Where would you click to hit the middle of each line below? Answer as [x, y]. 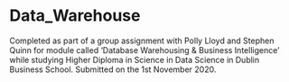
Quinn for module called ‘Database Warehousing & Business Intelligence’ [144, 50]
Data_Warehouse [75, 16]
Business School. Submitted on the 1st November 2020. [113, 69]
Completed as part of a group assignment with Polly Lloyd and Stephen [142, 41]
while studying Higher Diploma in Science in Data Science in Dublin [135, 59]
